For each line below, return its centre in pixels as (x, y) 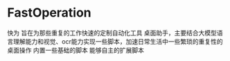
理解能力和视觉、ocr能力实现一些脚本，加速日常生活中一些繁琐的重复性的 (118, 41)
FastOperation (49, 13)
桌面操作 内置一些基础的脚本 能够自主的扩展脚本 (76, 50)
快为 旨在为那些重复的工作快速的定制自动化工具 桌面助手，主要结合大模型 (112, 33)
